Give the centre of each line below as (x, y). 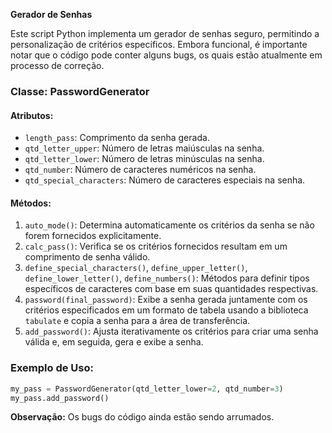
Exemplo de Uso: (52, 368)
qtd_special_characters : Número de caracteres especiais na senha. (165, 180)
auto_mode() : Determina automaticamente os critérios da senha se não (169, 225)
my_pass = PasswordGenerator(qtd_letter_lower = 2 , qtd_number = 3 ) (147, 389)
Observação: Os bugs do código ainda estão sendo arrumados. (142, 417)
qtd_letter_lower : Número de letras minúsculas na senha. (144, 159)
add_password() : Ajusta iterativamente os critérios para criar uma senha (171, 331)
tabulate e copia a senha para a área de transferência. (137, 321)
